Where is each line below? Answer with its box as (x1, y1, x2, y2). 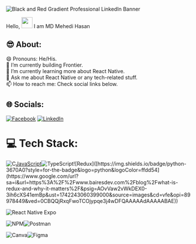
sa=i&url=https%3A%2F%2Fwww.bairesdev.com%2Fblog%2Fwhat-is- (6, 178, 178, 185)
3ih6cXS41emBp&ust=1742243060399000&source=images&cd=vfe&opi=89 (6, 191, 191, 198)
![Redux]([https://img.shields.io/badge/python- (73, 160, 187, 167)
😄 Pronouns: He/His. (6, 55, 57, 62)
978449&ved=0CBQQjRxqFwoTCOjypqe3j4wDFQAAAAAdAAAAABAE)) (6, 197, 178, 204)
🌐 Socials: (6, 99, 44, 109)
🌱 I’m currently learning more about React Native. (6, 67, 125, 74)
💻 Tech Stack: (6, 136, 78, 150)
